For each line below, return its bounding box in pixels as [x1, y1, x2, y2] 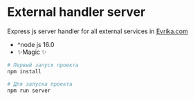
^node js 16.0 [17, 40, 55, 48]
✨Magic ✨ [17, 48, 47, 56]
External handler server [7, 4, 146, 20]
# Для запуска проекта [7, 80, 73, 87]
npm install [7, 68, 41, 75]
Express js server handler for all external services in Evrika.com [7, 27, 189, 35]
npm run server [7, 87, 51, 94]
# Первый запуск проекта [7, 62, 79, 68]
